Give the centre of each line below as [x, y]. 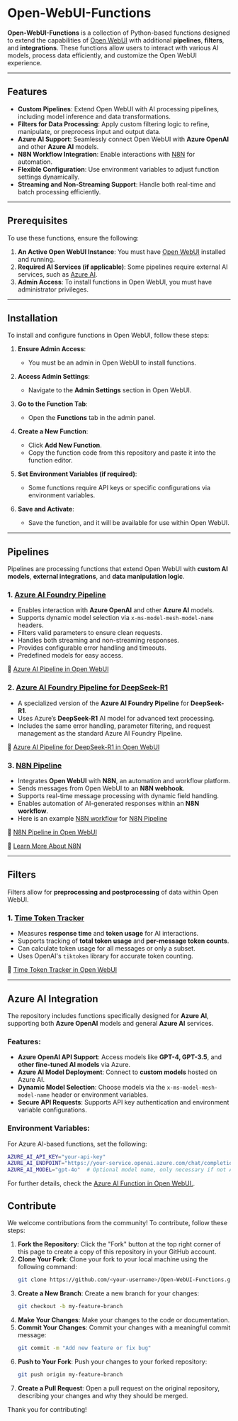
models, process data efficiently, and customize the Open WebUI [102, 55]
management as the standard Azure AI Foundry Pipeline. [100, 733]
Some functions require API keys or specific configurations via [119, 488]
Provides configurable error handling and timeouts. [92, 648]
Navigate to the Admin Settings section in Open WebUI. [110, 390]
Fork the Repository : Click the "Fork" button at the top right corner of [119, 1244]
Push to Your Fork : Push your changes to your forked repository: [112, 1361]
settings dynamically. [49, 177]
